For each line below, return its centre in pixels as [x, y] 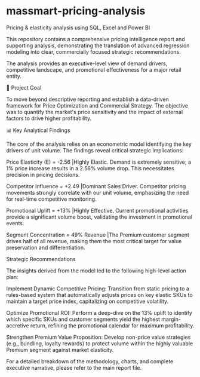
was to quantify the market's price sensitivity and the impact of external [95, 112]
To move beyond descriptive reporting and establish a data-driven [87, 99]
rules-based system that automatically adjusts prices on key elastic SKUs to [99, 295]
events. [15, 223]
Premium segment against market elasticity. [60, 350]
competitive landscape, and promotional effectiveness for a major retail [94, 69]
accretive [18, 325]
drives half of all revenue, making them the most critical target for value [94, 241]
